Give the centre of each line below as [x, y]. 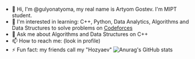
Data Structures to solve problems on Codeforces [72, 28]
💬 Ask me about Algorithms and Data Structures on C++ [80, 34]
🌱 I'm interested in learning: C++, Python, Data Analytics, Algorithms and [100, 22]
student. [22, 15]
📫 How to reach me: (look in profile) [56, 41]
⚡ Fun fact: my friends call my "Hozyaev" [62, 50]
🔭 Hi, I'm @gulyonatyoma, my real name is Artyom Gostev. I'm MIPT [94, 9]
